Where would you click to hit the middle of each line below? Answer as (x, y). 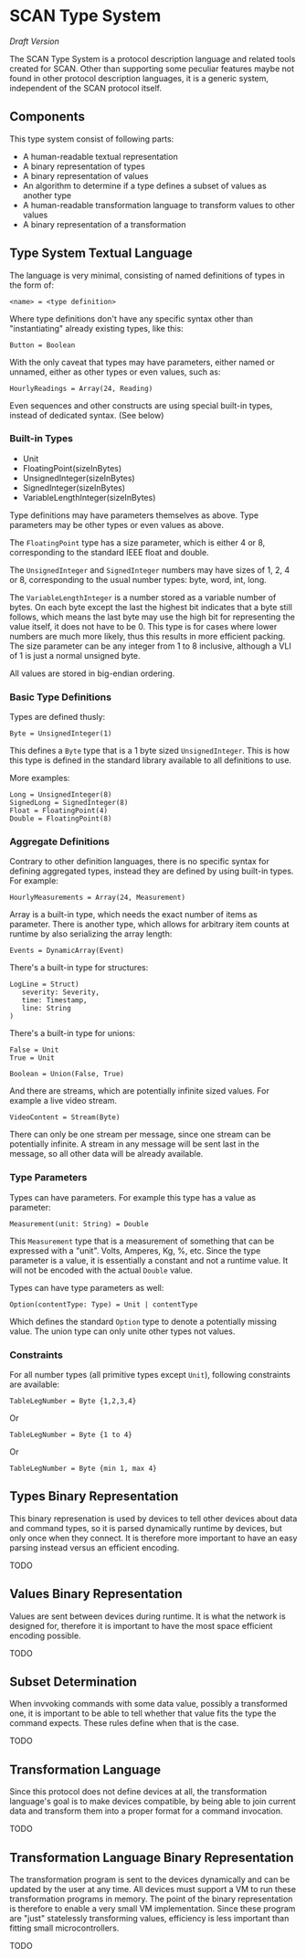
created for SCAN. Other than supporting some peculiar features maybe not (152, 69)
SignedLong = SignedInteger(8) (69, 803)
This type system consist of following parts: (92, 139)
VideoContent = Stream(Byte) (65, 1117)
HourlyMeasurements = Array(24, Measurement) (97, 898)
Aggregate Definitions (59, 841)
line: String (46, 1009)
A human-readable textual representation (100, 156)
